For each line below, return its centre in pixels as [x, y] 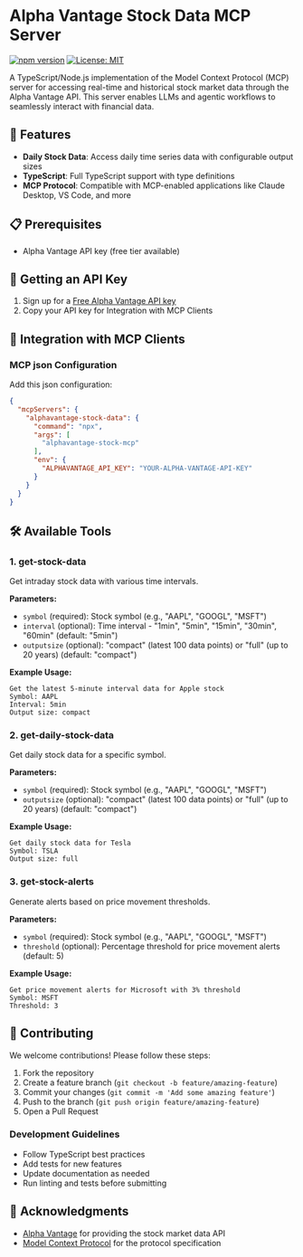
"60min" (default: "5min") [70, 636]
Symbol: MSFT [34, 997]
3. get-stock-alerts [52, 882]
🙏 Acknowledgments [69, 1211]
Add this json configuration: [61, 384]
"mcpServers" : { [48, 409]
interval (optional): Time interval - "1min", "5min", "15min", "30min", [150, 626]
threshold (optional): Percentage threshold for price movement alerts [151, 946]
